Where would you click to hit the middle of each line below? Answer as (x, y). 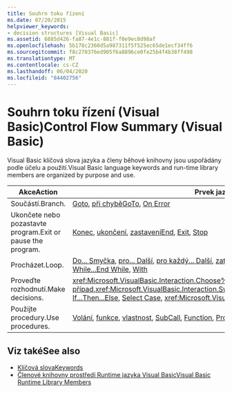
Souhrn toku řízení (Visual (84, 112)
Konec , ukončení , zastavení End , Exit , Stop (140, 232)
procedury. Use (35, 318)
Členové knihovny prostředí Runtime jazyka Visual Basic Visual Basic (114, 375)
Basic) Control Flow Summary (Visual (115, 127)
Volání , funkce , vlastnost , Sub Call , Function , (143, 318)
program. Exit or (36, 232)
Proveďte (26, 280)
